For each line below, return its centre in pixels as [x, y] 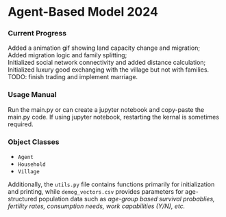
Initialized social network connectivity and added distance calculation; [107, 63]
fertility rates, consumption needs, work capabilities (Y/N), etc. [97, 206]
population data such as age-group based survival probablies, [127, 199]
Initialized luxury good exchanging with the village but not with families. [109, 70]
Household [32, 164]
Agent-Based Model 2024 [83, 12]
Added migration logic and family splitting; [67, 55]
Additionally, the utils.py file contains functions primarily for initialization [111, 184]
